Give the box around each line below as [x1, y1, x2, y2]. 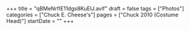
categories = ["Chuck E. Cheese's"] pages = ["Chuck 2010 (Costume [6, 11, 179, 18]
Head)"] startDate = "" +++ [6, 18, 74, 24]
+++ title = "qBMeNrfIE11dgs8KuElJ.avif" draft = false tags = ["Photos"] [6, 5, 185, 12]
